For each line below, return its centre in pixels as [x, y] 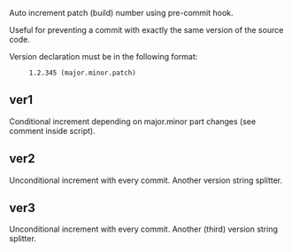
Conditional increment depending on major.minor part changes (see [133, 121]
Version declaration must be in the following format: [104, 56]
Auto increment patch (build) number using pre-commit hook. [121, 13]
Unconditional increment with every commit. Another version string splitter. [146, 180]
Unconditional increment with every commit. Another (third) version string [144, 229]
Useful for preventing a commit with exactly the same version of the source [146, 30]
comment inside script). [52, 130]
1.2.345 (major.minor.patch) [83, 73]
